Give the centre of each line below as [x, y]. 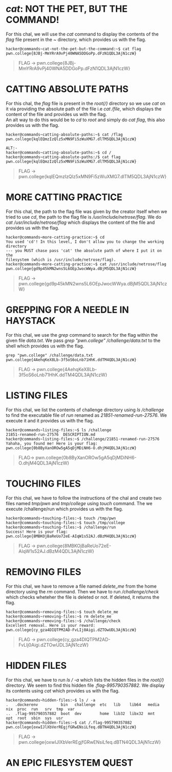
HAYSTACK [31, 321]
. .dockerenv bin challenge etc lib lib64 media [83, 705]
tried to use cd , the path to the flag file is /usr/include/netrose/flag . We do [84, 217]
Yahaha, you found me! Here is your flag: [52, 443]
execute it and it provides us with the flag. [50, 420]
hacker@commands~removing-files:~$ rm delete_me [59, 616]
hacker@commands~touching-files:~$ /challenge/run [61, 527]
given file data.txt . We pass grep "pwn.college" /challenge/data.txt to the [83, 340]
